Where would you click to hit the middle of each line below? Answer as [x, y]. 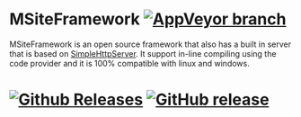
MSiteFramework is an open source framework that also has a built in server [150, 44]
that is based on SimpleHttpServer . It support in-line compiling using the [143, 53]
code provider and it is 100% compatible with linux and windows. [129, 63]
